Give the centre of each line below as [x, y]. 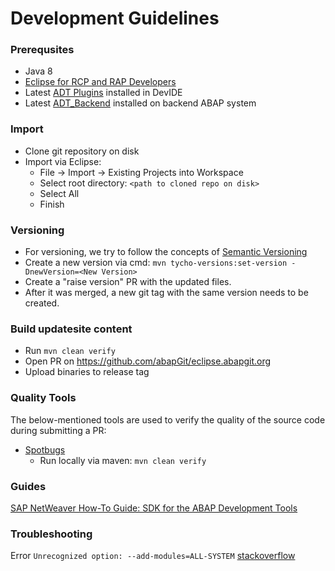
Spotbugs [45, 449]
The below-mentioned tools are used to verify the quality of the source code [168, 419]
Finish [52, 204]
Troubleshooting [51, 534]
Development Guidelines [115, 18]
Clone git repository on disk [82, 151]
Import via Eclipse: [63, 161]
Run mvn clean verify [70, 351]
